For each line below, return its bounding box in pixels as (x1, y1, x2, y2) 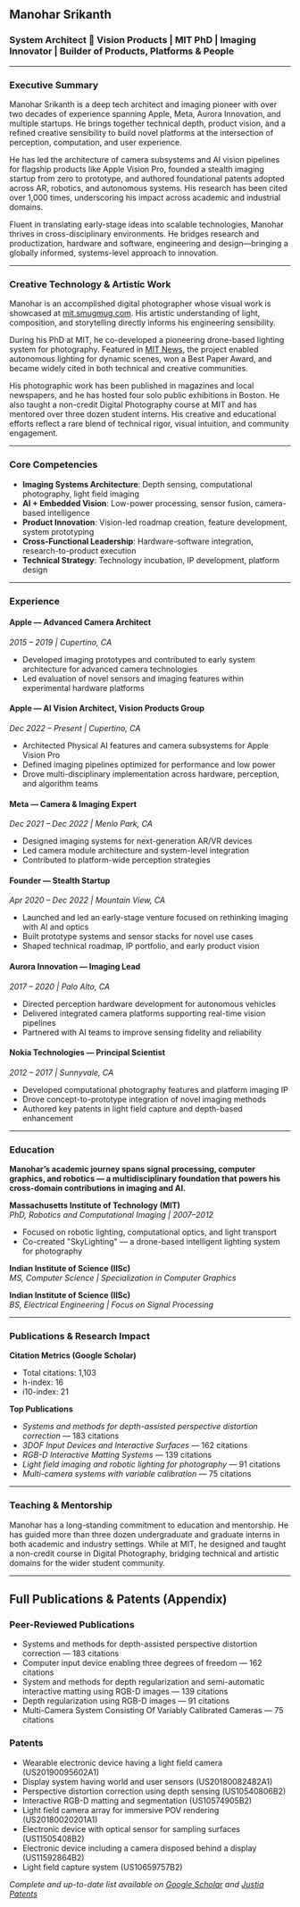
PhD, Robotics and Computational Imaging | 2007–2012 (9, 1210, 214, 1220)
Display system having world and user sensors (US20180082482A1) (21, 1776, 273, 1786)
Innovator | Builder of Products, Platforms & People (9, 45, 235, 57)
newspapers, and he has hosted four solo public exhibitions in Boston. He (9, 390, 280, 401)
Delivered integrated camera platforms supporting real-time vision (21, 1008, 266, 1019)
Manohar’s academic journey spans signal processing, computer (9, 1164, 256, 1175)
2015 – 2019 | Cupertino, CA (9, 637, 112, 647)
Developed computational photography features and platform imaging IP (21, 1084, 288, 1095)
